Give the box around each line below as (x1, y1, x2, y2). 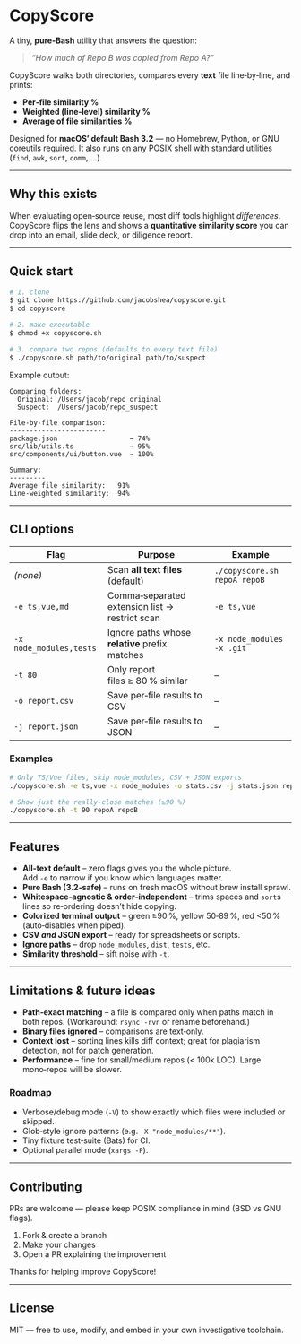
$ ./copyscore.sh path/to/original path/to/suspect (9, 353, 206, 362)
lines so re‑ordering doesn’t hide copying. (21, 901, 177, 912)
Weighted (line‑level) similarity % (21, 106, 150, 117)
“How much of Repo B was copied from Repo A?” (30, 52, 215, 63)
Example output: (9, 369, 70, 380)
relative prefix (107, 637, 168, 650)
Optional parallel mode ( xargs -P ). (21, 1145, 149, 1156)
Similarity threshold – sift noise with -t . (21, 949, 170, 959)
